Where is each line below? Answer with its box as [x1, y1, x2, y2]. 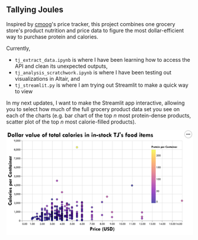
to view [14, 87, 33, 94]
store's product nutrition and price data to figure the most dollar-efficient [6, 27, 184, 34]
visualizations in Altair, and [14, 75, 80, 82]
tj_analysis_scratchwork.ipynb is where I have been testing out [14, 68, 172, 76]
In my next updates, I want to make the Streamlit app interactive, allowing [6, 99, 185, 106]
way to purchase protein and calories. [6, 33, 99, 40]
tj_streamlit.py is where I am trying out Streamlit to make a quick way [14, 81, 189, 89]
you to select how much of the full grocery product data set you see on [6, 105, 180, 112]
